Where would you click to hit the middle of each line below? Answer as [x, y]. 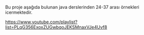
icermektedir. [19, 12]
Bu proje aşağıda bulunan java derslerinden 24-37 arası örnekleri [72, 7]
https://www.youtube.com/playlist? [41, 22]
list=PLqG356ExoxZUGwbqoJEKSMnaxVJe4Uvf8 [56, 27]
